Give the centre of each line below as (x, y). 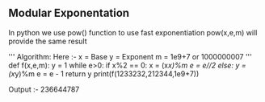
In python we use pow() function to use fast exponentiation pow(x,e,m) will (133, 32)
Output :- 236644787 (44, 89)
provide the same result (48, 41)
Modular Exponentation (69, 13)
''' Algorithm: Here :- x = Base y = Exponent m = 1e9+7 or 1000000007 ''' (130, 56)
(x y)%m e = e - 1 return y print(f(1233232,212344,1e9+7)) (104, 73)
